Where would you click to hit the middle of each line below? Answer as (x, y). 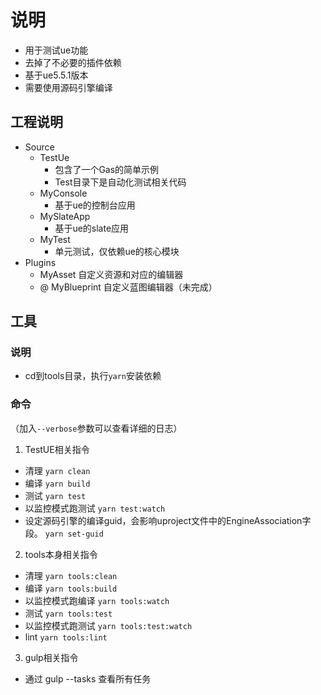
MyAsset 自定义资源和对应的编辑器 (111, 274)
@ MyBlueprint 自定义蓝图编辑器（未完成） (128, 287)
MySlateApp (65, 216)
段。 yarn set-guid (64, 533)
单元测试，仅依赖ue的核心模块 (117, 251)
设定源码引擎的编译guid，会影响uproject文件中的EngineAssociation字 (168, 520)
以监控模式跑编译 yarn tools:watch (97, 600)
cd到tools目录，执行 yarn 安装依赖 (93, 376)
